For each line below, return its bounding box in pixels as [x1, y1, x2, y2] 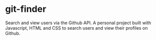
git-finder [5, 3, 47, 15]
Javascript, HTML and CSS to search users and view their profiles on [5, 25, 148, 31]
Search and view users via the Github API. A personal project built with [5, 20, 151, 26]
